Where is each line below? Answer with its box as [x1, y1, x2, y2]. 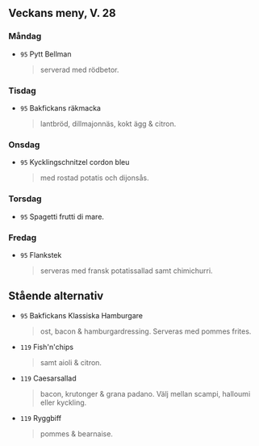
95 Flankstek [19, 250, 62, 259]
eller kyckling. [40, 398, 87, 407]
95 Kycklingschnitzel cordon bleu [19, 158, 130, 167]
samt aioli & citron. [40, 357, 102, 367]
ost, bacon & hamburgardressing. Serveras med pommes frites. [40, 326, 252, 336]
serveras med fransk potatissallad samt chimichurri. [40, 266, 213, 276]
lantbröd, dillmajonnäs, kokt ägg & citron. [40, 119, 177, 128]
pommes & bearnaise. [40, 428, 113, 439]
